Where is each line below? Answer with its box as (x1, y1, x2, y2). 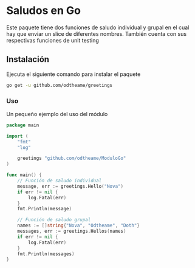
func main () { (6, 172, 43, 178)
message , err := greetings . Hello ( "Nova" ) (17, 183, 123, 189)
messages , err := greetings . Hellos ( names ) (17, 228, 126, 235)
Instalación (6, 54, 50, 64)
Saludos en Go (6, 4, 81, 18)
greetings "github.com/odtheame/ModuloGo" (17, 156, 126, 162)
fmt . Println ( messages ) (17, 250, 75, 257)
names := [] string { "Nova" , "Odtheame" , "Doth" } (17, 222, 140, 228)
